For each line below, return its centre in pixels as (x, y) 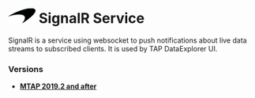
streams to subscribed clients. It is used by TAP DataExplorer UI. (113, 48)
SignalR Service (91, 19)
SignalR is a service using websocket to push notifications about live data (127, 40)
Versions (26, 69)
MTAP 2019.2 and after (58, 86)
